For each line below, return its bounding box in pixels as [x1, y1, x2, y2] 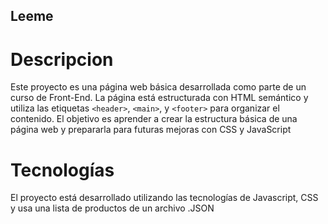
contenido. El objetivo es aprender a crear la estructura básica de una [10, 113, 298, 125]
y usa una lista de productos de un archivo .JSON [10, 202, 215, 214]
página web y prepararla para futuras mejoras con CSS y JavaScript [10, 124, 292, 136]
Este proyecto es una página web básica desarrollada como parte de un [10, 81, 307, 93]
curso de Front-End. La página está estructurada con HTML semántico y [10, 92, 309, 104]
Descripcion [10, 48, 114, 71]
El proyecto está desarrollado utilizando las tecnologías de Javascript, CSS [10, 192, 319, 204]
